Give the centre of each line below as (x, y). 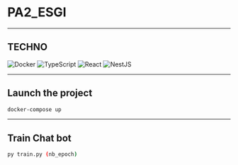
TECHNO (28, 47)
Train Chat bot (40, 138)
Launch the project (50, 93)
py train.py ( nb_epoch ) (42, 154)
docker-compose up (34, 109)
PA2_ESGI (37, 12)
